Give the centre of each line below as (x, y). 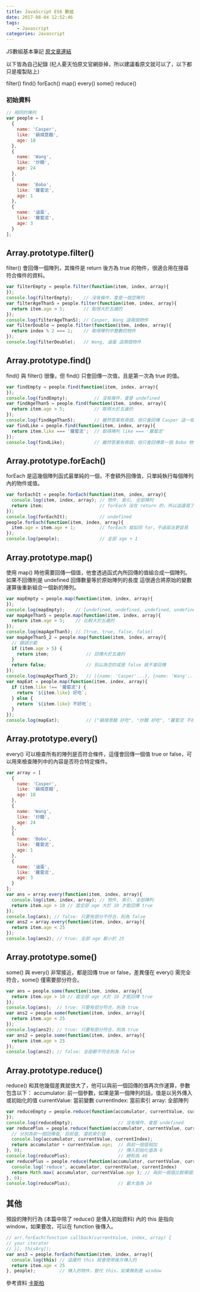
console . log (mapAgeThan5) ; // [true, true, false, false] (79, 632)
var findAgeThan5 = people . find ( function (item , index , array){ (86, 403)
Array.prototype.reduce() (54, 1070)
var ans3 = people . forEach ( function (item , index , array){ (79, 1254)
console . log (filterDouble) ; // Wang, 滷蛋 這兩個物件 (74, 342)
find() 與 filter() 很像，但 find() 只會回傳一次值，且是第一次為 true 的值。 (94, 376)
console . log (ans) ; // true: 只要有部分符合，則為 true (72, 1008)
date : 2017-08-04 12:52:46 (40, 17)
